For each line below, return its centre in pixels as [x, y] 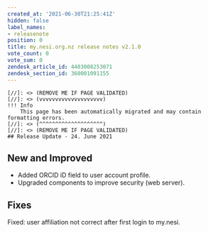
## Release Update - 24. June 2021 [60, 136]
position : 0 [25, 40]
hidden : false [28, 21]
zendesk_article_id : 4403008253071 [60, 67]
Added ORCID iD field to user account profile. [84, 175]
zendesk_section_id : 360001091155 [59, 73]
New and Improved [50, 158]
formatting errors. [36, 118]
